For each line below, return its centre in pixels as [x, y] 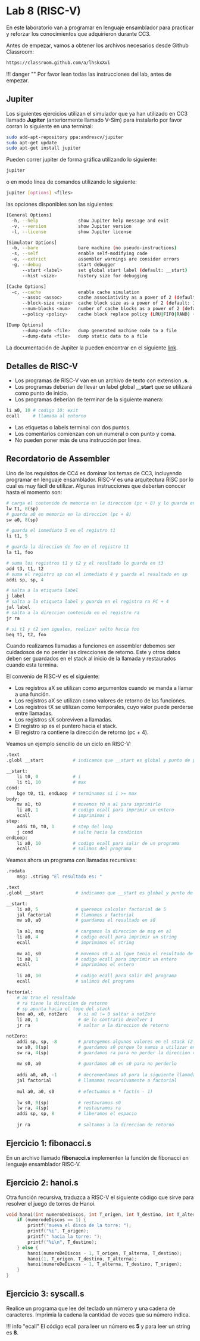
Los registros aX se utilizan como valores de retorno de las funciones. [100, 701]
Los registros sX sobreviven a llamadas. [64, 720]
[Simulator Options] [32, 243]
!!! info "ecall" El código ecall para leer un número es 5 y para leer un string [98, 1326]
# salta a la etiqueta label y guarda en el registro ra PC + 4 [87, 602]
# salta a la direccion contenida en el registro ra [73, 612]
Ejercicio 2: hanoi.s [42, 1183]
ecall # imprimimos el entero [76, 965]
